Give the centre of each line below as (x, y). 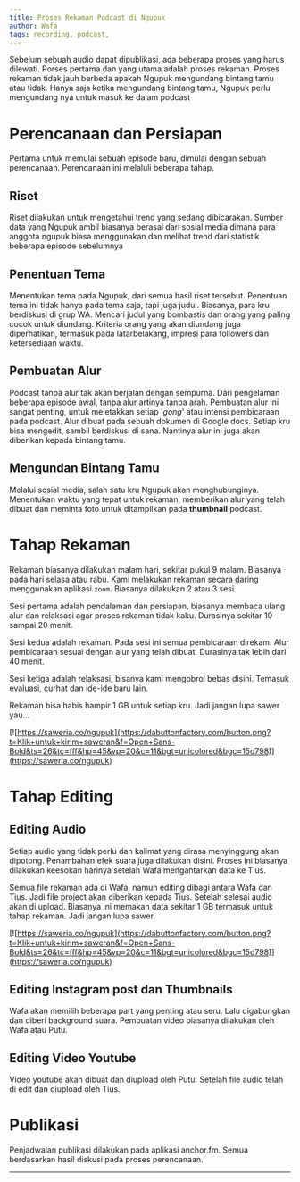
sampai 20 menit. (41, 625)
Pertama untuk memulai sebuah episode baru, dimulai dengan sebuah (138, 158)
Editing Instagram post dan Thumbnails (121, 989)
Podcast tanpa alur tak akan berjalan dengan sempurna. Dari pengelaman (145, 392)
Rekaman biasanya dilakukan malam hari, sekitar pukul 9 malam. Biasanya (146, 569)
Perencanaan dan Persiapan (116, 134)
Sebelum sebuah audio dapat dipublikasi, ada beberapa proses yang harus (147, 60)
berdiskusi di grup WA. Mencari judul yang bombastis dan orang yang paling (150, 314)
